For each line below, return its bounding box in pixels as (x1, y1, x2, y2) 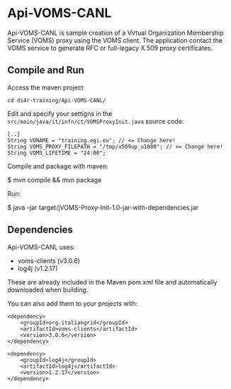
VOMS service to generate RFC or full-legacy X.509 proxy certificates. (7, 43, 213, 52)
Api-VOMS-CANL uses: (7, 243, 76, 251)
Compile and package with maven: (7, 161, 108, 170)
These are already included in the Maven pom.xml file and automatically (7, 277, 218, 286)
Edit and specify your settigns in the (7, 109, 113, 118)
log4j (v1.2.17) (17, 264, 58, 272)
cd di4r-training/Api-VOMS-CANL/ (7, 97, 106, 104)
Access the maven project (7, 83, 84, 92)
